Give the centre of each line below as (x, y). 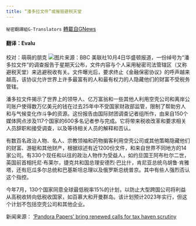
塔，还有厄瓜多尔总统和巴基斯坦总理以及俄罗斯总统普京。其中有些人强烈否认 (98, 169)
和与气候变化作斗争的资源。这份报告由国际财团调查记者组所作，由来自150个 (97, 113)
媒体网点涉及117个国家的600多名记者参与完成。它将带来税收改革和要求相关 (96, 121)
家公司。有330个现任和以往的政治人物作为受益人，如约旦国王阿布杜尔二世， (98, 155)
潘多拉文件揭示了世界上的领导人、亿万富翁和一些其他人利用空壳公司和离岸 (95, 99)
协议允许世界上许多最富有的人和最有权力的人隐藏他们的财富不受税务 (108, 79)
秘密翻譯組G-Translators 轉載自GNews (51, 29)
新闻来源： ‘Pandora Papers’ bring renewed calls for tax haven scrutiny (91, 216)
